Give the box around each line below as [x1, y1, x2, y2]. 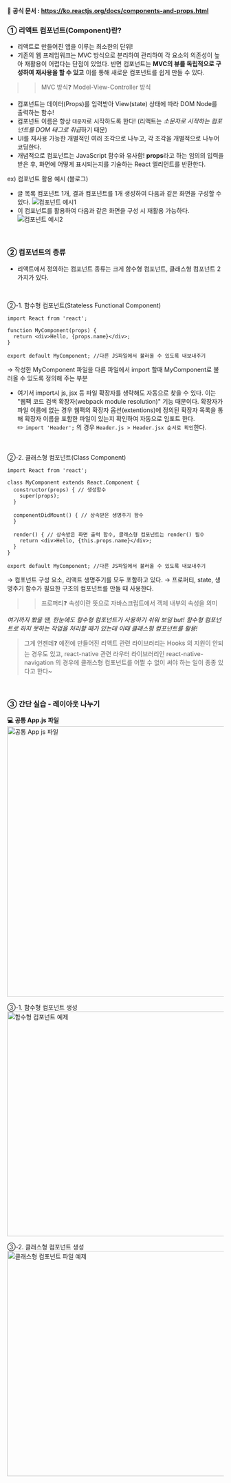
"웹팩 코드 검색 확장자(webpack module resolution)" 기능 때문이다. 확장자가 [16, 397, 223, 405]
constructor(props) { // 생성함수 [13, 486, 107, 493]
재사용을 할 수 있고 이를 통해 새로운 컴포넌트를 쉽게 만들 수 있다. [35, 68, 205, 76]
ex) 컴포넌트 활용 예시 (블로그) [7, 175, 89, 183]
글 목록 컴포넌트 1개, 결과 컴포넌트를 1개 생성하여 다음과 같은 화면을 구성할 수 [16, 190, 222, 198]
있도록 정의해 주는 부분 [27, 374, 88, 382]
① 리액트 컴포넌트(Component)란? [7, 25, 122, 35]
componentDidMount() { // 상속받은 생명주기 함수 [13, 511, 144, 519]
